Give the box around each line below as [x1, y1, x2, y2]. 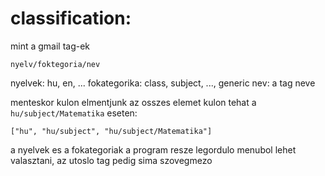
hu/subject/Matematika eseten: [10, 107, 138, 119]
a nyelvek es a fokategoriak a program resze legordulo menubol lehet [10, 143, 297, 156]
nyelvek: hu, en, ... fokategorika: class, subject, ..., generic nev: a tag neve [10, 77, 316, 89]
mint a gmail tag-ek [10, 40, 91, 52]
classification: [10, 7, 132, 30]
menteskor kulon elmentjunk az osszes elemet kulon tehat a [10, 96, 257, 108]
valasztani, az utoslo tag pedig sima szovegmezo [10, 154, 213, 166]
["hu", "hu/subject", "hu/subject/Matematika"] [10, 126, 213, 136]
